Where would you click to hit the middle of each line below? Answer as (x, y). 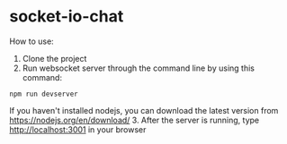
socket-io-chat (67, 17)
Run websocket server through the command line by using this (138, 68)
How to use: (31, 41)
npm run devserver (44, 94)
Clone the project (54, 58)
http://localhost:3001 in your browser (78, 129)
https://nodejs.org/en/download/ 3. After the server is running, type (134, 120)
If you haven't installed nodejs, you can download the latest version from (144, 110)
